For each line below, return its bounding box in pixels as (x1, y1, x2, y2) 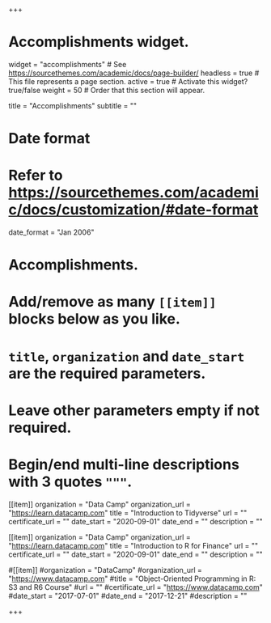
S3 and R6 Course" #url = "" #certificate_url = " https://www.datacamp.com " (8, 582, 263, 591)
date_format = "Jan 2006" (8, 227, 95, 237)
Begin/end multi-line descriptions (8, 456, 240, 473)
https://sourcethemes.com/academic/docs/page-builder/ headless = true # (8, 68, 260, 78)
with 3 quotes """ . (8, 473, 133, 490)
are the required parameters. (8, 364, 206, 383)
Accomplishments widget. (8, 33, 189, 51)
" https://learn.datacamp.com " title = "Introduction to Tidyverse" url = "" (8, 507, 248, 518)
